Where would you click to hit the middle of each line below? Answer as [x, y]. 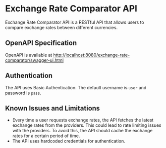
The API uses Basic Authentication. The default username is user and [76, 87]
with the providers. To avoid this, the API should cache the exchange [82, 131]
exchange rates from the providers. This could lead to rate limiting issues [87, 125]
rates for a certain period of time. [46, 136]
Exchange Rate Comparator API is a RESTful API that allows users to [75, 22]
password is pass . [23, 93]
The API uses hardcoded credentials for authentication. [69, 141]
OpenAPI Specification [41, 43]
